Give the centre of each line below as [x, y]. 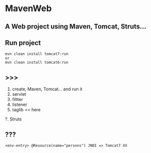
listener [20, 104]
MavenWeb [28, 8]
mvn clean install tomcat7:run [37, 54]
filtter [18, 100]
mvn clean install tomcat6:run [37, 63]
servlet [19, 94]
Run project [23, 42]
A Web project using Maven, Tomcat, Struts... [76, 26]
